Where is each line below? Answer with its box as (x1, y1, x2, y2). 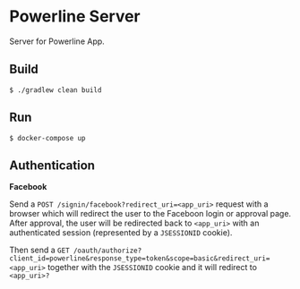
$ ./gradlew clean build (9, 85, 102, 95)
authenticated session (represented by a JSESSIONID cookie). (9, 227, 233, 238)
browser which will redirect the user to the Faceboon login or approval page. (9, 208, 292, 219)
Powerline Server (9, 6, 141, 27)
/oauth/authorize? (73, 246, 142, 256)
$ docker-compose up (9, 133, 87, 142)
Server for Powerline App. (9, 36, 105, 47)
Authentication (9, 157, 96, 173)
